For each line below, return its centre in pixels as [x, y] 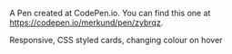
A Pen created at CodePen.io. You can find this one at [110, 13]
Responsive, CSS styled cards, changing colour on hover [116, 40]
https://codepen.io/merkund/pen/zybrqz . [86, 22]
